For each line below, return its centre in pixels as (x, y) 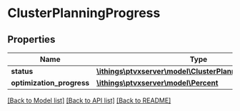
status (22, 71)
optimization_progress (50, 83)
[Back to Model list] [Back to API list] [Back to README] (89, 100)
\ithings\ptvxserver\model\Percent (157, 83)
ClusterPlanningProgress (84, 13)
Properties (31, 39)
